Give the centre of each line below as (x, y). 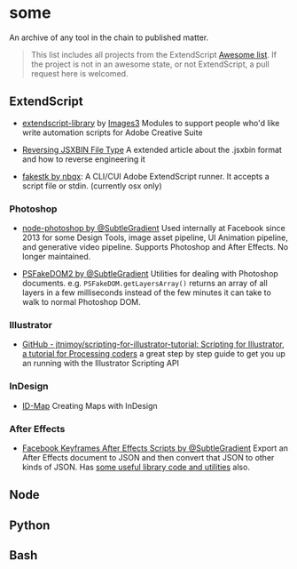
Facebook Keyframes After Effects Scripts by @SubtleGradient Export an (155, 448)
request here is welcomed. (79, 73)
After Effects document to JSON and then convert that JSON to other (148, 457)
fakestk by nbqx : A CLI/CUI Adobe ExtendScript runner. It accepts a (146, 176)
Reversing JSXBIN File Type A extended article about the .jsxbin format (152, 149)
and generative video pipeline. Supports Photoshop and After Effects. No (155, 247)
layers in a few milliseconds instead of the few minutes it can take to (147, 293)
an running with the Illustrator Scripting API (101, 364)
